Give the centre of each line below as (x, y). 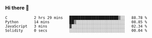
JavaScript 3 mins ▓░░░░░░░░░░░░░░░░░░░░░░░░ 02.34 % (76, 26)
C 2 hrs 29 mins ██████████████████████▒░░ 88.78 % (76, 18)
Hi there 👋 (17, 8)
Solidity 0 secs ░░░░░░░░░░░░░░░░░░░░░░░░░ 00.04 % (76, 31)
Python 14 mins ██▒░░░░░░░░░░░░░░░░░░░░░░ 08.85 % (76, 22)
